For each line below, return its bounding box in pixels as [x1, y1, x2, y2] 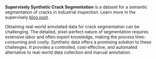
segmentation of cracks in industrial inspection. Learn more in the [5, 9, 136, 15]
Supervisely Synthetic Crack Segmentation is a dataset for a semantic [5, 4, 147, 10]
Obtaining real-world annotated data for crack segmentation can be [5, 24, 140, 29]
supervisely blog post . [5, 15, 49, 20]
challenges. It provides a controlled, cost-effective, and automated [5, 44, 138, 50]
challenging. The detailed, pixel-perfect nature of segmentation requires [5, 29, 149, 34]
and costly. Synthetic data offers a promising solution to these [28, 39, 152, 45]
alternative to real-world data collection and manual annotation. [5, 49, 131, 55]
